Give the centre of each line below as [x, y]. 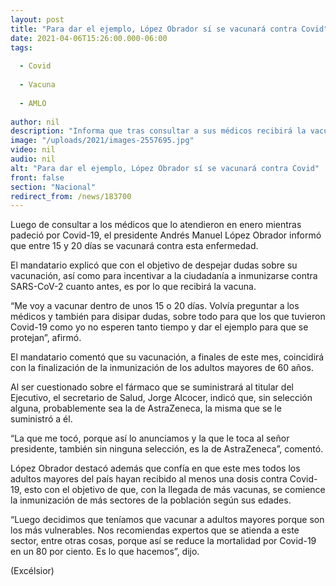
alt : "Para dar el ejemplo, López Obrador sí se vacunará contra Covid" [165, 168]
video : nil [33, 150]
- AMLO [33, 103]
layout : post [37, 19]
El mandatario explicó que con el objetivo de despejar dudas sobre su [154, 265]
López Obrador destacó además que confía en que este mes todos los [155, 468]
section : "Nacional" [53, 187]
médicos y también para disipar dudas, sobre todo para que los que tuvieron [168, 317]
